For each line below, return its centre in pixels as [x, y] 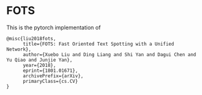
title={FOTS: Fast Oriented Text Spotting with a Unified [98, 44]
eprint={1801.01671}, [50, 71]
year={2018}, [39, 65]
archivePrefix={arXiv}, [53, 76]
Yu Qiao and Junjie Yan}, [39, 60]
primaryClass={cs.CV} [50, 81]
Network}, [19, 49]
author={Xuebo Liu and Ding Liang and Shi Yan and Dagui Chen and [109, 55]
